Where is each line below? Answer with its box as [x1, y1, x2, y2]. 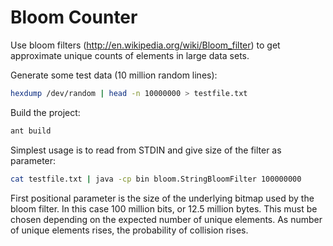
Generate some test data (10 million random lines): [10, 69, 218, 81]
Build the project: [10, 106, 81, 118]
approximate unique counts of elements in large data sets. [10, 49, 250, 61]
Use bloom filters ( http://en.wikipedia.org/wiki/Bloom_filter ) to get [10, 39, 281, 51]
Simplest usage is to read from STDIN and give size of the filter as [10, 144, 282, 156]
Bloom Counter [10, 6, 138, 29]
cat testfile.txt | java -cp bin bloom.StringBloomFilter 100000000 [10, 174, 302, 184]
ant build [10, 126, 52, 136]
